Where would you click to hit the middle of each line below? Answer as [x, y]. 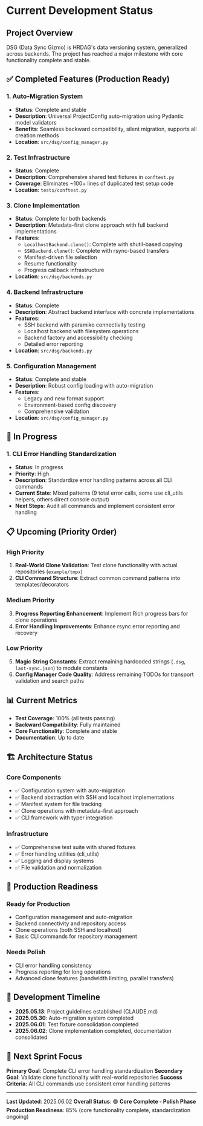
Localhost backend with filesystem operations [81, 331]
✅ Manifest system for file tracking [58, 804]
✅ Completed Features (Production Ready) [88, 79]
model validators [36, 122]
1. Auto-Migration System [45, 96]
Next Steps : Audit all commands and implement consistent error [95, 506]
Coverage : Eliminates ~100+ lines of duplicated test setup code [94, 183]
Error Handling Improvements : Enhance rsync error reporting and [97, 626]
